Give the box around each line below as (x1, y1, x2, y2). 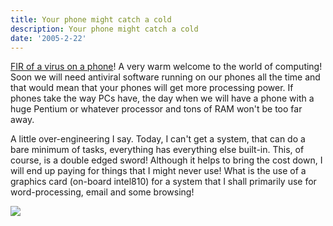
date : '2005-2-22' (10, 33, 87, 43)
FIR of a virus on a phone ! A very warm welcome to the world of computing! (10, 61, 323, 73)
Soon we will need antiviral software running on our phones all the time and (10, 71, 321, 83)
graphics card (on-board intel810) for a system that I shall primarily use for (10, 176, 317, 188)
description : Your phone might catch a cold (10, 24, 199, 34)
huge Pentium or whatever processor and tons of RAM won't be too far (10, 103, 303, 115)
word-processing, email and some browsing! (10, 186, 195, 198)
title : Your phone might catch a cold (10, 14, 172, 25)
